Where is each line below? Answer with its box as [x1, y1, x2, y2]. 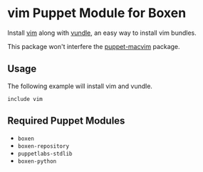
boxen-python [17, 158, 57, 165]
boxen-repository [17, 142, 70, 150]
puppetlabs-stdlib [17, 150, 73, 157]
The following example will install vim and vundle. [7, 82, 153, 90]
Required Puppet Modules [7, 115, 125, 127]
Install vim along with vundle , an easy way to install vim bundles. [7, 28, 197, 37]
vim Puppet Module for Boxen [7, 5, 187, 21]
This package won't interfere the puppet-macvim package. [7, 42, 180, 50]
